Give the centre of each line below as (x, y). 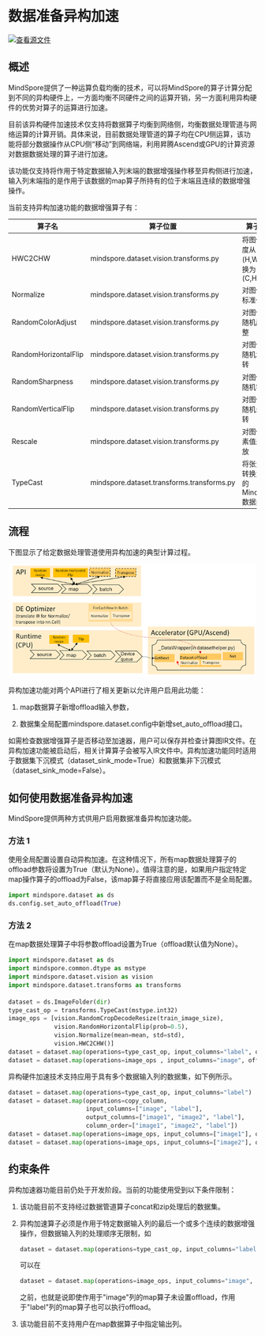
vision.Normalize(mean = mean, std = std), (119, 1035)
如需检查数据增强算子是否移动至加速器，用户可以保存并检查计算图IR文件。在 (132, 741)
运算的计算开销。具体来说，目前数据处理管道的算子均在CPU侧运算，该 (129, 134)
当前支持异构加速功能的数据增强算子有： (74, 207)
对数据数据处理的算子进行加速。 (60, 154)
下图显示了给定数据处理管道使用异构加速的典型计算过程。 (101, 552)
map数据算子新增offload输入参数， (77, 707)
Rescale (24, 441)
